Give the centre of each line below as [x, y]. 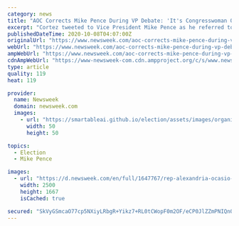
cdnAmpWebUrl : [28, 61]
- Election [30, 153]
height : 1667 [39, 192]
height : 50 [42, 133]
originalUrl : [27, 41]
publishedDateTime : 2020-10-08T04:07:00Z [70, 34]
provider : [22, 93]
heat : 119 [22, 80]
